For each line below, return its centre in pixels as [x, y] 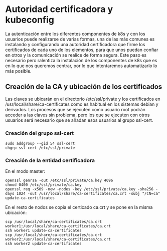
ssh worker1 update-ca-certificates [43, 231]
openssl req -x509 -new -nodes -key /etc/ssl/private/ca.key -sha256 [79, 189]
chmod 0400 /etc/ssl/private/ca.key [43, 185]
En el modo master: [25, 171]
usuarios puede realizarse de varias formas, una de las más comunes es [80, 39]
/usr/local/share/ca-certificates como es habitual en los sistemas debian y [82, 104]
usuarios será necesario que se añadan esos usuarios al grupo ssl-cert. [79, 120]
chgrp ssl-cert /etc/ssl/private [40, 148]
